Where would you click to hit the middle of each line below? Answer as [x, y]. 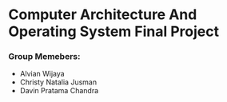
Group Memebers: [44, 57]
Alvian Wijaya [42, 74]
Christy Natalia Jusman [58, 82]
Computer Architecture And [103, 15]
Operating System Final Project [114, 31]
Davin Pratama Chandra [59, 91]
